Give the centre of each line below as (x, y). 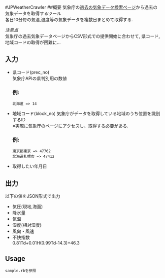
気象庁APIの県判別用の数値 (40, 78)
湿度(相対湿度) (27, 225)
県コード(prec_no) (31, 72)
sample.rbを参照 (21, 271)
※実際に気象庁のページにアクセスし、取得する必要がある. (70, 126)
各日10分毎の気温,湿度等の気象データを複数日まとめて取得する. (69, 19)
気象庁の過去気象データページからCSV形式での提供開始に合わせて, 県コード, (82, 36)
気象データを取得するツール (33, 13)
